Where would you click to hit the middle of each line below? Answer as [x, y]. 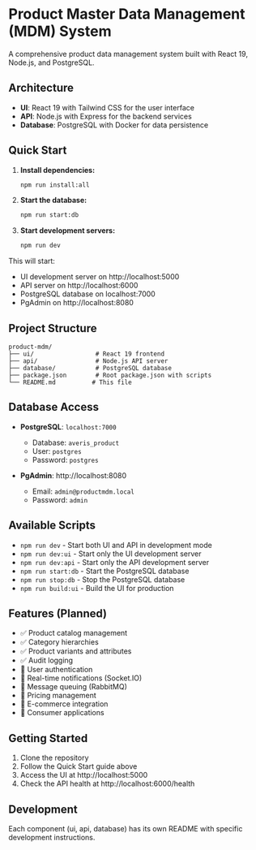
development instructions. [52, 838]
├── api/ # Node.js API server [88, 361]
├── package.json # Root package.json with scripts [110, 375]
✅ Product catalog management [74, 633]
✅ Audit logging [47, 660]
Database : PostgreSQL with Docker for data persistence [114, 125]
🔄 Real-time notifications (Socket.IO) [81, 678]
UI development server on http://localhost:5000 [100, 277]
